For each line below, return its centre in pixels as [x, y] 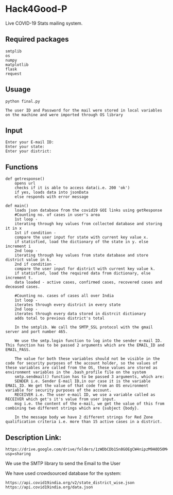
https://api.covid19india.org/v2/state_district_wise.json [70, 483]
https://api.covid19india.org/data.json [49, 487]
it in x [14, 228]
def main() [17, 206]
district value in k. [29, 260]
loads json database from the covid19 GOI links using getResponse [88, 210]
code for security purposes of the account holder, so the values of [82, 363]
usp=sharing [18, 454]
